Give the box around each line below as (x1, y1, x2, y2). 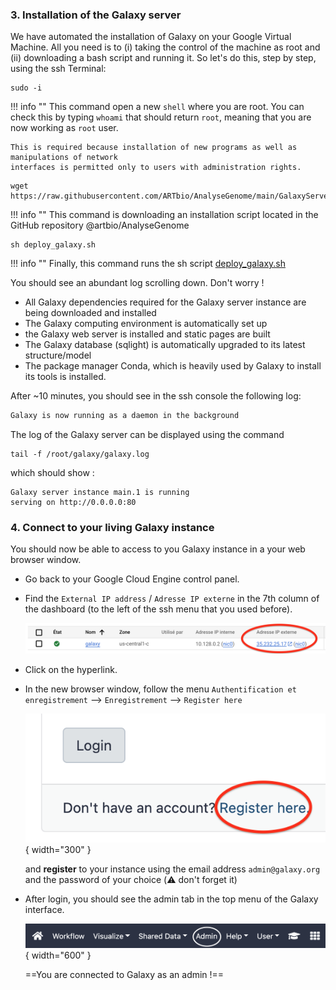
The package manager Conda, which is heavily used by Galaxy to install (24, 360, 322, 372)
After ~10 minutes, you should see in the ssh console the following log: (10, 390, 302, 402)
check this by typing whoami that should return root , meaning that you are (10, 111, 312, 123)
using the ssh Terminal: (10, 63, 107, 75)
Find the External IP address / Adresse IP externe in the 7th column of (24, 593, 320, 605)
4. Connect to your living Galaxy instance (10, 521, 215, 535)
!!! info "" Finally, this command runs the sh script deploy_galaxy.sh (10, 258, 287, 270)
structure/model (24, 349, 92, 362)
